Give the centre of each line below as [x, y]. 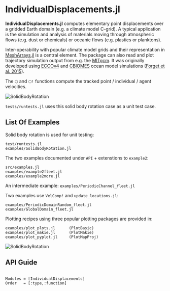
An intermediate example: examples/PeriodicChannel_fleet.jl [70, 186]
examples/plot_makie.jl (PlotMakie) [50, 232]
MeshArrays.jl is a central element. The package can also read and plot [80, 55]
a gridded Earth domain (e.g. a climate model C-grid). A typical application [83, 29]
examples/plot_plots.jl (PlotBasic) [50, 228]
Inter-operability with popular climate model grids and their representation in [85, 49]
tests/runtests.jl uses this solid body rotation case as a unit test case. [81, 106]
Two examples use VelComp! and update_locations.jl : [62, 195]
